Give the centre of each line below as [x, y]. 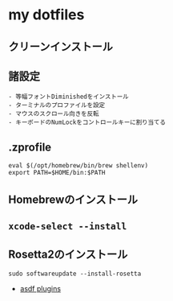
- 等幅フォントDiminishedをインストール [69, 97]
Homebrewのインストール [73, 199]
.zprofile [30, 147]
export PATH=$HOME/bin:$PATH [57, 173]
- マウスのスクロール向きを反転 [54, 114]
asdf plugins [40, 288]
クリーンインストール [61, 46]
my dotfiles [46, 15]
